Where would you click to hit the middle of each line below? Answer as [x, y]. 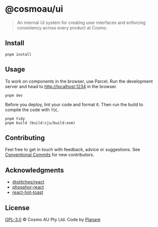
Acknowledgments [35, 170]
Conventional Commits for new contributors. [50, 155]
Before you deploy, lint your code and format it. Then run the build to [74, 104]
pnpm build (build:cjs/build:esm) [40, 123]
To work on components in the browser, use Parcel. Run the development [79, 81]
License [17, 208]
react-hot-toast [27, 192]
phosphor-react [28, 187]
